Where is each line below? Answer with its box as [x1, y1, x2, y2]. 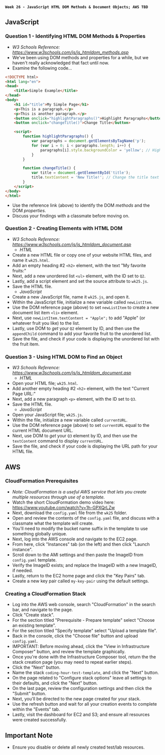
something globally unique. [12, 530, 67, 536]
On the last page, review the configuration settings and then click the [12, 685, 152, 691]
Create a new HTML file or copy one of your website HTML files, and [12, 252, 152, 258]
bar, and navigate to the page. [12, 607, 73, 613]
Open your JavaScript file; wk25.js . [12, 412, 83, 418]
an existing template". [12, 622, 56, 629]
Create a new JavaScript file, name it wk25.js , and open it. [12, 294, 130, 300]
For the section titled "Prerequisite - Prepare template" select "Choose [12, 617, 155, 623]
